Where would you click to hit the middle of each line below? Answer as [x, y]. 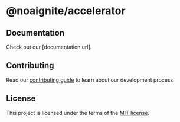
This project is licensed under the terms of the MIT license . [78, 113]
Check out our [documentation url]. [49, 47]
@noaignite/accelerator [66, 11]
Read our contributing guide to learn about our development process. [91, 80]
